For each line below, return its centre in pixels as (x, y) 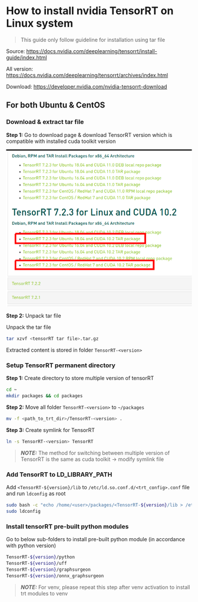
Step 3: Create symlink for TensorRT (51, 430)
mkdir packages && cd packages (44, 396)
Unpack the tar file (29, 327)
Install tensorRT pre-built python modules (67, 526)
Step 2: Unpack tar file (34, 316)
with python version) (31, 546)
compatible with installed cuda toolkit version (61, 141)
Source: (16, 51)
